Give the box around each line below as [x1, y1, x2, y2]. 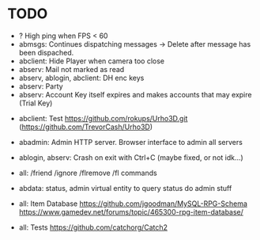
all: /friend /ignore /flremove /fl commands [18, 168, 157, 177]
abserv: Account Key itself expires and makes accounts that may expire [18, 90, 252, 99]
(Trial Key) [18, 98, 53, 108]
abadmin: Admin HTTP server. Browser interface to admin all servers [18, 137, 243, 147]
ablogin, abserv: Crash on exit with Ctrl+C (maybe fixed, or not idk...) [18, 152, 244, 162]
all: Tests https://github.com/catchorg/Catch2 [18, 223, 168, 232]
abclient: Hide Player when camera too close [18, 56, 165, 66]
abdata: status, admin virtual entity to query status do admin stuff [18, 183, 232, 192]
